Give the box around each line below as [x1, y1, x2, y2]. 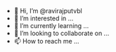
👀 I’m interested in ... [13, 14, 74, 22]
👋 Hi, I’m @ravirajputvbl [13, 7, 82, 15]
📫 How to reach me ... [13, 37, 79, 45]
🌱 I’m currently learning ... [13, 22, 89, 30]
